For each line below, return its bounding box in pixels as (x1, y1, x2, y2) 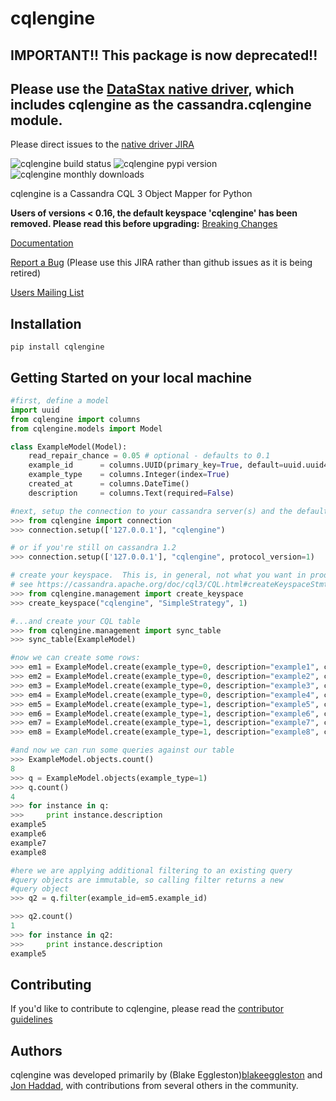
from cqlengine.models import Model (10, 423, 163, 434)
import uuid (10, 405, 60, 415)
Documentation (10, 237, 74, 249)
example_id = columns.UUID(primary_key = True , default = (28, 460, 284, 471)
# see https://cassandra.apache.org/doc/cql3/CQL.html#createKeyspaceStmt (10, 580, 329, 590)
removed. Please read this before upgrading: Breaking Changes (10, 218, 278, 230)
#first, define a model (10, 396, 110, 406)
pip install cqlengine (10, 342, 105, 352)
